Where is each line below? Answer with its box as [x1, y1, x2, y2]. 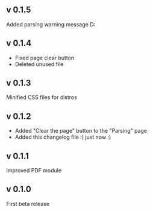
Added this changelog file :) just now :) [14, 133, 111, 141]
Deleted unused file [14, 60, 64, 68]
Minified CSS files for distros [6, 94, 77, 101]
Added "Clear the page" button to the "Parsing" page [14, 127, 148, 135]
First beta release [6, 200, 50, 207]
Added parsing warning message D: [6, 20, 96, 28]
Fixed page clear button [14, 54, 75, 61]
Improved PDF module [6, 167, 62, 174]
